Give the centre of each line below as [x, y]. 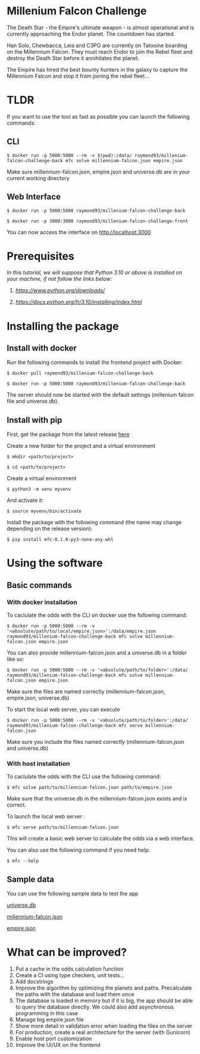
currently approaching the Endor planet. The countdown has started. [91, 33]
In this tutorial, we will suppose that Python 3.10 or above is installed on [94, 273]
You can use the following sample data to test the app [73, 894]
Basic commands [39, 585]
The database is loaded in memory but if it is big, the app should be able [104, 1001]
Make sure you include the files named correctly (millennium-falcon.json [96, 742]
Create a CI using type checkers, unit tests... [70, 975]
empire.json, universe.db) [38, 698]
